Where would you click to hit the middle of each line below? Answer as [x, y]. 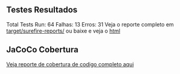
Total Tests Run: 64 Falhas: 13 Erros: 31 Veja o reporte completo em [90, 24]
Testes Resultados [42, 10]
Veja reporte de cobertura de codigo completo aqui [70, 64]
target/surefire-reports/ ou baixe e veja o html [63, 31]
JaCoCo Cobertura [42, 50]
